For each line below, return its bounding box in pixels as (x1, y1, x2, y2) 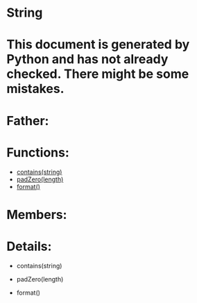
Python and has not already (6, 51, 169, 67)
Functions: (6, 145, 70, 161)
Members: (6, 206, 67, 222)
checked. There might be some (6, 66, 189, 82)
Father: (6, 113, 49, 129)
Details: (6, 238, 52, 254)
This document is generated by (6, 37, 190, 53)
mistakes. (6, 81, 65, 97)
